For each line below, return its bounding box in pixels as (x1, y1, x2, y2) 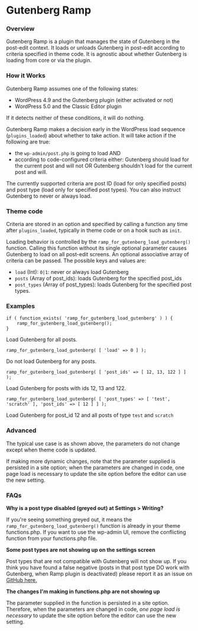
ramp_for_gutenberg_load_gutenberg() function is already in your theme (6, 522, 180, 529)
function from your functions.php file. (6, 535, 98, 542)
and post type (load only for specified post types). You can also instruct (6, 186, 181, 193)
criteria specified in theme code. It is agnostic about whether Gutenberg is (6, 51, 187, 58)
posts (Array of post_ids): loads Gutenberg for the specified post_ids (14, 275, 182, 282)
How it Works (6, 71, 46, 80)
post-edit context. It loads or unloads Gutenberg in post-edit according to (6, 44, 185, 51)
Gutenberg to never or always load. (6, 192, 92, 200)
